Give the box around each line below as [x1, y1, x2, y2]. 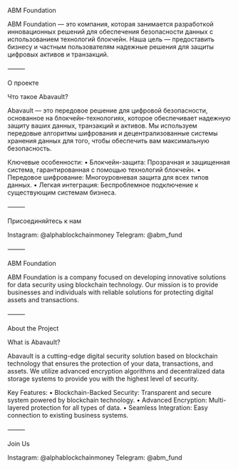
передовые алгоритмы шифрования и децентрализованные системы [7, 129, 219, 138]
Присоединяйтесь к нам [7, 217, 82, 225]
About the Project [7, 324, 59, 332]
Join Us [7, 440, 30, 448]
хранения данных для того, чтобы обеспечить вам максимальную [7, 137, 210, 145]
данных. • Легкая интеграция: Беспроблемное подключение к [7, 181, 199, 189]
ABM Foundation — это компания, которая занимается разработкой [7, 20, 214, 28]
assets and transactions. [7, 296, 80, 304]
